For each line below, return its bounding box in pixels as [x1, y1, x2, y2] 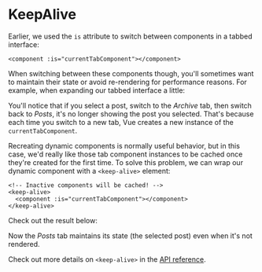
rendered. [8, 239, 41, 248]
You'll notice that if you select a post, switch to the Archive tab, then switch [8, 101, 252, 110]
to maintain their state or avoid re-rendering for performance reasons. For [8, 77, 248, 86]
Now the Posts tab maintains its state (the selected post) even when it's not [8, 230, 253, 241]
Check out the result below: [8, 215, 98, 225]
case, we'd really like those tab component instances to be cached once [8, 149, 243, 159]
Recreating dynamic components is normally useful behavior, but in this [8, 141, 240, 150]
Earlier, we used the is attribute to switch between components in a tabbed [8, 31, 253, 41]
